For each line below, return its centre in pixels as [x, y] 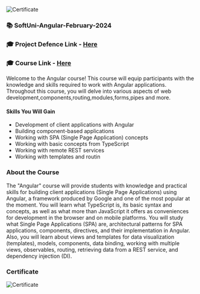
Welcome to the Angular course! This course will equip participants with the [100, 78]
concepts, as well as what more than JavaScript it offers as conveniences [98, 211]
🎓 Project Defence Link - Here [52, 44]
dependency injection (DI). [39, 256]
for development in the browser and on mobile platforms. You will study [95, 217]
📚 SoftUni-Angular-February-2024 [59, 25]
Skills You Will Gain [31, 111]
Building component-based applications [64, 131]
